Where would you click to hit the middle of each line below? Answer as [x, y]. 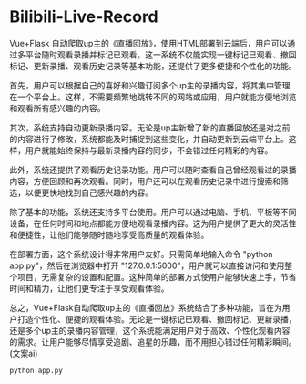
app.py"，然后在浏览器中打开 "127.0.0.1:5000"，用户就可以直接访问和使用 [147, 265]
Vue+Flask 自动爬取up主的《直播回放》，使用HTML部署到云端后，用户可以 [148, 43]
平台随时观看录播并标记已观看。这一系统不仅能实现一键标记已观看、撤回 [161, 54]
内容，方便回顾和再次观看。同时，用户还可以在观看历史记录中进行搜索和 [145, 181]
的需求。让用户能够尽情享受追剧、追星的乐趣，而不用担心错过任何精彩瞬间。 [153, 342]
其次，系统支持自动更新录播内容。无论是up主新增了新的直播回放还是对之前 [150, 127]
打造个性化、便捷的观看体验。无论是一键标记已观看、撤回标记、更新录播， [157, 319]
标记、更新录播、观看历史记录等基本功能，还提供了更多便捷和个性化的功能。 [153, 66]
